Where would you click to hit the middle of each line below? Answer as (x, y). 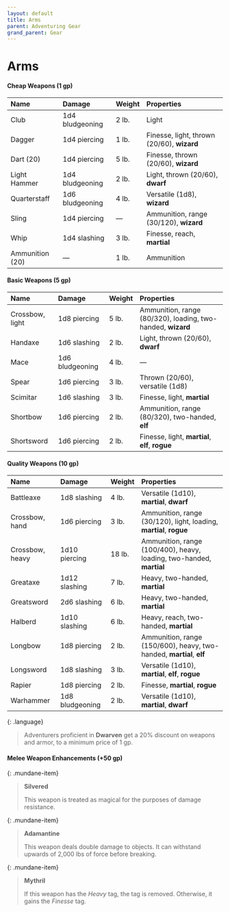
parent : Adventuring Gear (44, 26)
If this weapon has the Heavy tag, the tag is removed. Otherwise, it (118, 894)
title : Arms (24, 20)
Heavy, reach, (164, 617)
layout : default (30, 13)
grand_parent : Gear (35, 33)
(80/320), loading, (169, 318)
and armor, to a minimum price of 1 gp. (78, 742)
